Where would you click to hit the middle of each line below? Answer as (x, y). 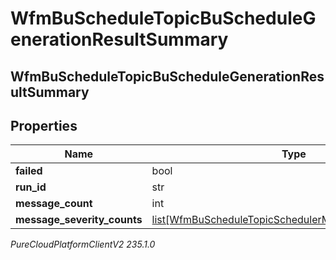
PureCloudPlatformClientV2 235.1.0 (83, 244)
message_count (54, 204)
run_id (31, 187)
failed (29, 171)
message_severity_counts (79, 220)
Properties (44, 125)
